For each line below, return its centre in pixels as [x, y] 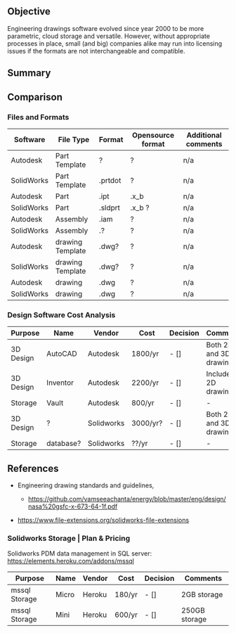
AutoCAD [62, 354]
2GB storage [202, 595]
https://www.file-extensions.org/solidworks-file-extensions [103, 520]
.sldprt [110, 207]
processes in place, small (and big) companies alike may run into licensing [115, 43]
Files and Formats [38, 117]
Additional [204, 135]
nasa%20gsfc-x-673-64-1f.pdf [73, 506]
